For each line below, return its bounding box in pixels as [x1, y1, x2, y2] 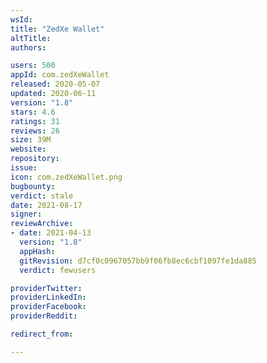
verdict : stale [10, 191, 74, 201]
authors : [10, 42, 47, 53]
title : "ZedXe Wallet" [10, 24, 105, 34]
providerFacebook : [10, 302, 87, 312]
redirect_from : [10, 329, 74, 339]
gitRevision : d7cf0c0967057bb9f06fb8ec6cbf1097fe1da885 [19, 256, 257, 266]
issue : [10, 163, 38, 173]
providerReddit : [10, 311, 78, 321]
